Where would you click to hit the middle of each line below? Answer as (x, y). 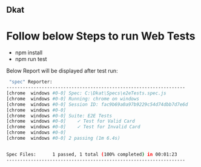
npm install (29, 53)
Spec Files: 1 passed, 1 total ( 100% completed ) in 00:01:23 (92, 154)
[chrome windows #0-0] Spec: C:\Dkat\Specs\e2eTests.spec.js (86, 93)
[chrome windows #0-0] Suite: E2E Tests (59, 116)
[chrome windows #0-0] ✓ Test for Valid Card (71, 121)
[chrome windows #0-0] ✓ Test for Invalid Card (73, 127)
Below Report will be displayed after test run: (62, 71)
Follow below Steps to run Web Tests (101, 36)
